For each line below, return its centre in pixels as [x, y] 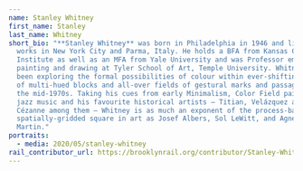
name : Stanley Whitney [51, 18]
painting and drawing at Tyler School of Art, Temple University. [144, 69]
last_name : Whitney [45, 34]
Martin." [33, 128]
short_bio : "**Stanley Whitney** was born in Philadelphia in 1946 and [146, 43]
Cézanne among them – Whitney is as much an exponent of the [134, 110]
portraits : [29, 136]
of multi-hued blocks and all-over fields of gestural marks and [142, 85]
